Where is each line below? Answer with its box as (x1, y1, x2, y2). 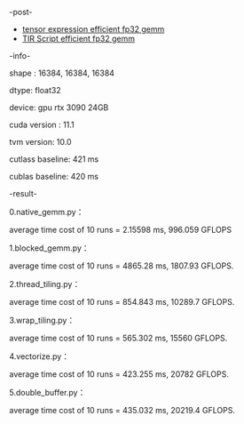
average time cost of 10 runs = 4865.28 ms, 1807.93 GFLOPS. (9, 260, 234, 271)
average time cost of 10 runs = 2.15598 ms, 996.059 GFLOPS (9, 225, 232, 235)
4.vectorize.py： (9, 351, 69, 362)
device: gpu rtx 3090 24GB (9, 102, 109, 113)
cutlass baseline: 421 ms (9, 154, 99, 164)
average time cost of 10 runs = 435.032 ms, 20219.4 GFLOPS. (9, 405, 235, 415)
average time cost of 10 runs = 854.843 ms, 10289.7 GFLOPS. (9, 297, 235, 307)
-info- (9, 51, 31, 60)
